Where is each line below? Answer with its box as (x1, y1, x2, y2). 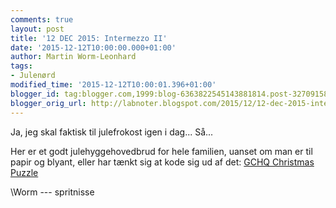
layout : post (10, 24, 65, 34)
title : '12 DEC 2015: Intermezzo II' (10, 33, 168, 43)
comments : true (10, 14, 74, 25)
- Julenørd (10, 71, 56, 81)
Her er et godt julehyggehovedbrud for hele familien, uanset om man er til (10, 145, 313, 157)
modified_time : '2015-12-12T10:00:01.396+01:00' (10, 80, 217, 90)
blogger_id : (10, 89, 60, 99)
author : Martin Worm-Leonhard (10, 52, 137, 62)
